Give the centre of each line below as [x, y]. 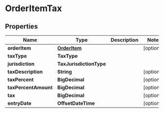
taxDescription [25, 72]
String [65, 72]
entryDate [20, 103]
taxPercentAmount [30, 88]
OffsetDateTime [76, 103]
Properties [21, 26]
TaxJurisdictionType [82, 64]
